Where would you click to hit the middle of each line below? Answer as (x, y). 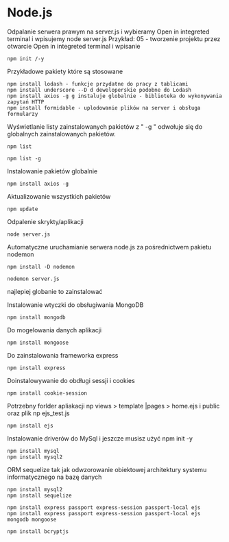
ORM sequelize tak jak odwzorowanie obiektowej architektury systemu (107, 469)
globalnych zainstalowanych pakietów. (61, 134)
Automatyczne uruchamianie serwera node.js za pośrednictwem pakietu (109, 247)
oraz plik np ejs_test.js (38, 413)
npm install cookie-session (47, 393)
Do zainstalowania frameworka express (63, 355)
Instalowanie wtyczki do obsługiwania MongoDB (75, 305)
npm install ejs (30, 426)
